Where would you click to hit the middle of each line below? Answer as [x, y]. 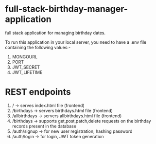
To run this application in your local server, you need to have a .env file [76, 42]
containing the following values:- [38, 47]
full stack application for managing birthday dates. [55, 33]
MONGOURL [25, 56]
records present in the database [44, 126]
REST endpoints [38, 92]
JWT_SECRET [26, 67]
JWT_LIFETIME [27, 72]
